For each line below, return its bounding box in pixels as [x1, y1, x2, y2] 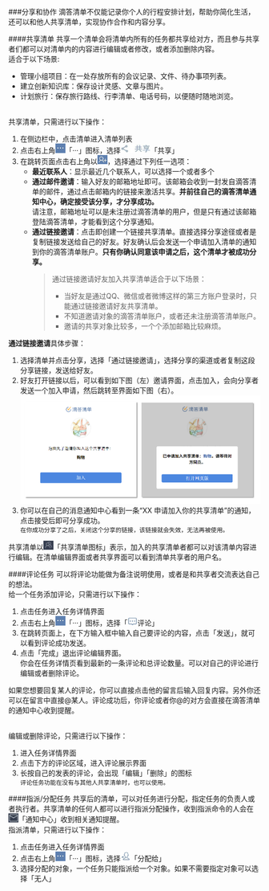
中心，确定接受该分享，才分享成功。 [38, 197, 159, 206]
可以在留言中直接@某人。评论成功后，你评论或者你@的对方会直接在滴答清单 [8, 696, 261, 705]
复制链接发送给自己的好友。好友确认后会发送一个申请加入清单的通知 [31, 237, 257, 247]
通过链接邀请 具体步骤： [8, 338, 86, 348]
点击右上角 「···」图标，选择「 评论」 [19, 618, 159, 628]
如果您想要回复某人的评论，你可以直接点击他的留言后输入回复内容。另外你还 [8, 685, 261, 695]
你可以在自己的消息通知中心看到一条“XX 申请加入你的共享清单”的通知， [19, 505, 256, 515]
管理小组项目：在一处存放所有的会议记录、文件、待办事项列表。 [19, 72, 231, 80]
